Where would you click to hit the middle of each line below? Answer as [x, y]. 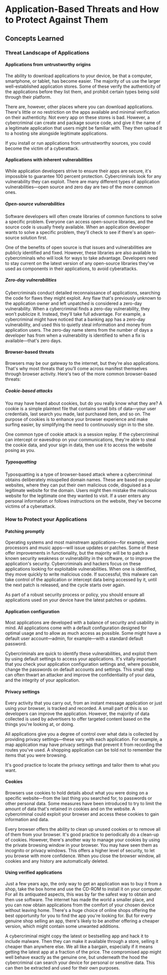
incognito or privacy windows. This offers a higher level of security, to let [80, 850]
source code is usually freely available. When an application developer [78, 227]
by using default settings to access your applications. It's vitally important [81, 659]
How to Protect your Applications [46, 519]
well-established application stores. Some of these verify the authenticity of [83, 86]
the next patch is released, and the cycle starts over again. [65, 585]
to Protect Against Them [57, 20]
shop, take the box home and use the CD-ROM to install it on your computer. [83, 889]
